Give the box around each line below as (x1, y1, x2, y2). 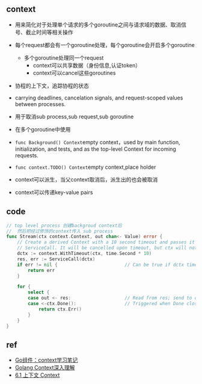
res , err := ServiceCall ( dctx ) (17, 256, 96, 262)
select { (28, 289, 50, 295)
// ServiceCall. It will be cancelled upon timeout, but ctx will (17, 245, 187, 251)
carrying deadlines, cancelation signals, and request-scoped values (14, 94, 183, 101)
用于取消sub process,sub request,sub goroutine (14, 113, 134, 120)
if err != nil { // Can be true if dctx (17, 262, 185, 268)
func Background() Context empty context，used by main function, (14, 138, 180, 146)
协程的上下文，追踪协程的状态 (14, 82, 89, 89)
